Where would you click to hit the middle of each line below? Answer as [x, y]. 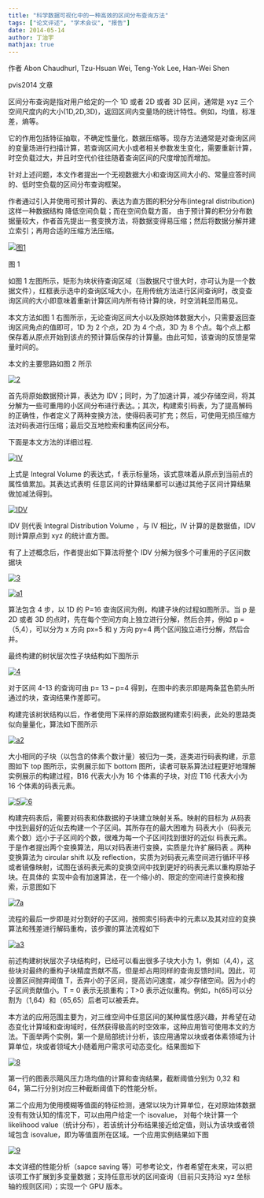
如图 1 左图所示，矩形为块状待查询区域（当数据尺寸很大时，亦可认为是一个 [128, 281]
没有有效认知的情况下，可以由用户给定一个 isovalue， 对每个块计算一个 [123, 1115]
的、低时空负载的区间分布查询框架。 [67, 184]
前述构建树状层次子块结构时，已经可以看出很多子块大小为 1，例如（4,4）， [128, 961]
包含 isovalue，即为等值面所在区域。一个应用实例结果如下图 [112, 1135]
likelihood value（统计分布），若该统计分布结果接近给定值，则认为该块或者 [128, 1125]
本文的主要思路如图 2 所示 [50, 364]
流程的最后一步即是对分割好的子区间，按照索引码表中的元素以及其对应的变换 [132, 919]
